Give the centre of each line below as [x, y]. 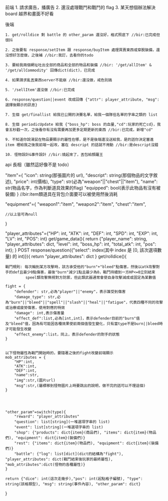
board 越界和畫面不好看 [30, 14]
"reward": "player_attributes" [47, 416]
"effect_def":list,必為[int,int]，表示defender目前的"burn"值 [77, 318]
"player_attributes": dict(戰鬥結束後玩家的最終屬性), [59, 459]
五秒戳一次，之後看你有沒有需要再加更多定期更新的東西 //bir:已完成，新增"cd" [81, 130]
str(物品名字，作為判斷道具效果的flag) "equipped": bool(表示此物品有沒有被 [83, 188]
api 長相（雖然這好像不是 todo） [38, 164]
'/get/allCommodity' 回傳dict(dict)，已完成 [50, 70]
